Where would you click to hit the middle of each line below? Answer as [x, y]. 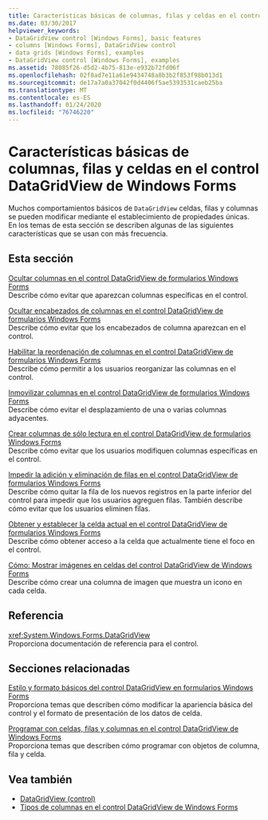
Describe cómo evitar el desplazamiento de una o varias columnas [118, 410]
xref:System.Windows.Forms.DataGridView [79, 635]
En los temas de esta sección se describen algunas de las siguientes [121, 225]
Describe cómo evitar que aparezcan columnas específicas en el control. [128, 295]
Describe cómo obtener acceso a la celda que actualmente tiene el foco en [132, 541]
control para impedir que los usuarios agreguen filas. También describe [126, 500]
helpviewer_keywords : [44, 30]
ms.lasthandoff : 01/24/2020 [55, 105]
